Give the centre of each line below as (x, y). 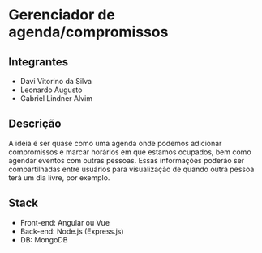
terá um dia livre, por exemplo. (59, 177)
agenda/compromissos (88, 32)
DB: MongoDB (44, 239)
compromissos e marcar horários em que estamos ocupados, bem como (130, 152)
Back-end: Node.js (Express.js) (72, 231)
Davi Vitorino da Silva (56, 81)
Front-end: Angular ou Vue (65, 222)
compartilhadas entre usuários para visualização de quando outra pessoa (131, 169)
